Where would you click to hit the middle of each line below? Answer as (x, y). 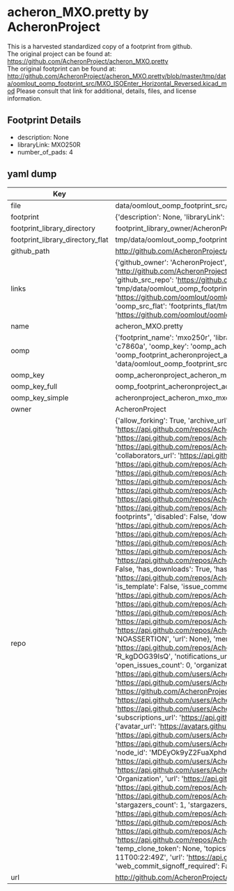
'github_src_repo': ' (146, 280)
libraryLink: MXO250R (49, 145)
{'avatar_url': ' (138, 726)
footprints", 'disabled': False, (162, 516)
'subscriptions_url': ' (148, 717)
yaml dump (32, 174)
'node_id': (131, 752)
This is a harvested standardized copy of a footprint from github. (100, 46)
